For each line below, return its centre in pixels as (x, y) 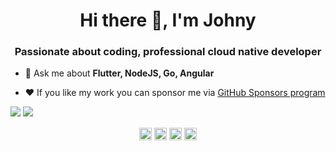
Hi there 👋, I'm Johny (168, 20)
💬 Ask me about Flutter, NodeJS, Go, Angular (119, 73)
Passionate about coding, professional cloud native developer (168, 52)
